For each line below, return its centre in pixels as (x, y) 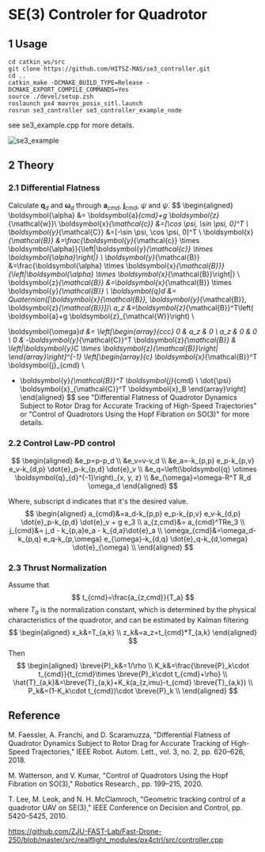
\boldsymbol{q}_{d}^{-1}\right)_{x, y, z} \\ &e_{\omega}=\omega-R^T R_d (133, 477)
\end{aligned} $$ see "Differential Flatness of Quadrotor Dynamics (128, 397)
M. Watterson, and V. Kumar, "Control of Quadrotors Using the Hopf (118, 775)
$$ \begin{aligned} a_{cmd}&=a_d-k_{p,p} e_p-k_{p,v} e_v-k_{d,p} (133, 513)
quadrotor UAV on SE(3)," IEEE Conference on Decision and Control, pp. (125, 807)
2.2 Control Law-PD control (62, 443)
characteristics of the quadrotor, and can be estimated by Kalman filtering (129, 620)
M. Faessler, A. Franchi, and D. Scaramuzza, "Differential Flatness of (119, 735)
